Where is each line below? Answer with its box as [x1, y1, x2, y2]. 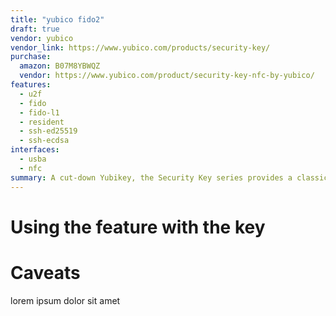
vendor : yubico [10, 33, 74, 43]
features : [10, 80, 52, 90]
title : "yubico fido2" [10, 14, 105, 25]
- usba [19, 154, 47, 164]
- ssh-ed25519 [19, 126, 78, 136]
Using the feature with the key [10, 216, 266, 238]
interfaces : [10, 145, 60, 155]
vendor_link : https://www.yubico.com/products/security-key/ [10, 42, 271, 53]
